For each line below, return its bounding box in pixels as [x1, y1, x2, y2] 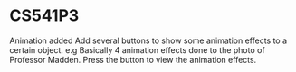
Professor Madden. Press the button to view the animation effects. [9, 54, 257, 65]
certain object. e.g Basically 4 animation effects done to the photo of [9, 44, 265, 55]
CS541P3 [9, 5, 80, 26]
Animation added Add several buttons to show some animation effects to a [9, 35, 288, 46]
